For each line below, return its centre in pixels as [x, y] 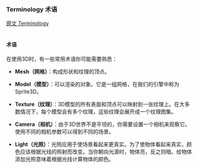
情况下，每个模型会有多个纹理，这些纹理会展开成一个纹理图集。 [98, 112]
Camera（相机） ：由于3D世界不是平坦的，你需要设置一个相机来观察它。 [102, 124]
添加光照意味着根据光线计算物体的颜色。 [64, 159]
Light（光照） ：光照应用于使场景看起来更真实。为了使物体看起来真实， [101, 144]
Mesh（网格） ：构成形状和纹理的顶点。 [62, 71]
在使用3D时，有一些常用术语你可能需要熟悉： [62, 59]
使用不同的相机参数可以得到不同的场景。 [64, 131]
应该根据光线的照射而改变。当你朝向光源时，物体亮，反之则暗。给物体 [106, 151]
